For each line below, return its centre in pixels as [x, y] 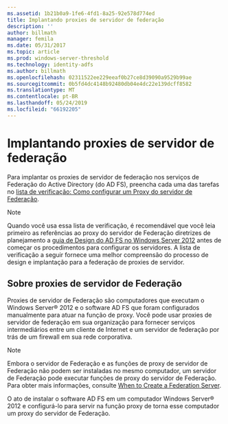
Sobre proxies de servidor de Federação [94, 283]
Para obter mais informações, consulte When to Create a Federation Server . [114, 385]
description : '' [30, 26]
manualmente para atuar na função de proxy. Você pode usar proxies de [110, 315]
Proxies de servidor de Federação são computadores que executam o [106, 300]
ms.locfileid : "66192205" [44, 109]
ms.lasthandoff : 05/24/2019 [47, 103]
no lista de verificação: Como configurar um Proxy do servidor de [100, 191]
